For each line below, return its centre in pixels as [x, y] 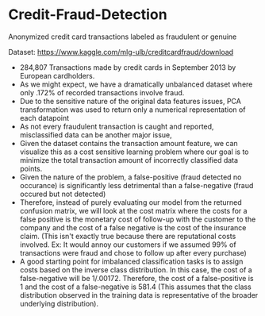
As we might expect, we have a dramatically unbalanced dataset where [136, 84]
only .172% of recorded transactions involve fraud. [102, 92]
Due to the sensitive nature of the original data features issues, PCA [131, 101]
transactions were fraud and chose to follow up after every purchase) [133, 252]
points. [31, 168]
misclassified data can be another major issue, [96, 135]
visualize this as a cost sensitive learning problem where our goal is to [134, 152]
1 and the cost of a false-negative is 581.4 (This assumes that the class [135, 287]
